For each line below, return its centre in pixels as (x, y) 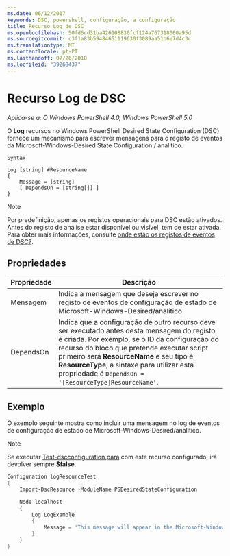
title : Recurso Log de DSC (46, 26)
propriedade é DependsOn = (101, 374)
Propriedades (37, 263)
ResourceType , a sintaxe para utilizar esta (126, 365)
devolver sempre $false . (42, 464)
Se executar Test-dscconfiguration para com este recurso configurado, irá (112, 457)
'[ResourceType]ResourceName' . (108, 383)
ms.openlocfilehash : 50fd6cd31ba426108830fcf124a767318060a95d (99, 33)
